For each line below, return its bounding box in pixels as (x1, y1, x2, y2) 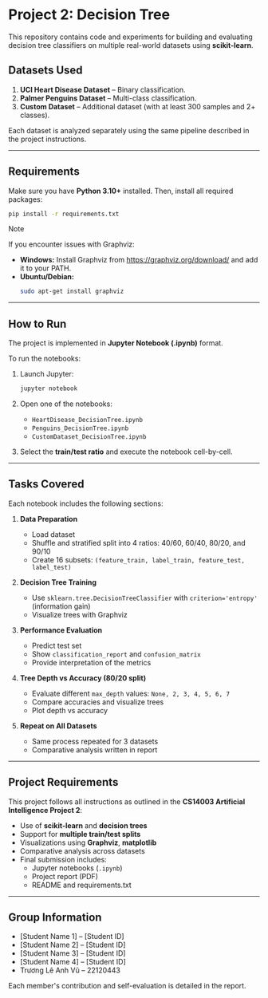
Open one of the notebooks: (19, 399, 113, 408)
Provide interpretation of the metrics (31, 657, 152, 667)
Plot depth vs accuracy (31, 705, 108, 715)
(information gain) (31, 601, 91, 611)
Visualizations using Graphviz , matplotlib (19, 838, 157, 847)
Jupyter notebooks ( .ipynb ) (31, 863, 123, 873)
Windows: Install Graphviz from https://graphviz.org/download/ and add (19, 255, 258, 265)
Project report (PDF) (31, 871, 98, 881)
